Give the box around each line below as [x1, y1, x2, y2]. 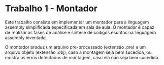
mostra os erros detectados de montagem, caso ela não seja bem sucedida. [5, 54, 160, 60]
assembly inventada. [5, 35, 47, 41]
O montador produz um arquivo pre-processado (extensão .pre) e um [5, 44, 146, 50]
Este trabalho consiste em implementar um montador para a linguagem [5, 19, 149, 25]
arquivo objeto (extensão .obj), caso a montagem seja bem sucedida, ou [5, 49, 152, 55]
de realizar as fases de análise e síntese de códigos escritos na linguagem [5, 29, 156, 35]
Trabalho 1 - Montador [5, 3, 98, 14]
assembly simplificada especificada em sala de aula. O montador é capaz [5, 24, 155, 30]
